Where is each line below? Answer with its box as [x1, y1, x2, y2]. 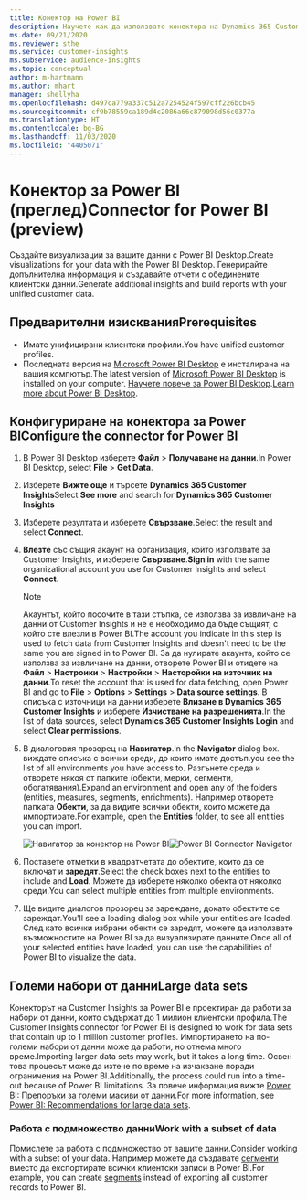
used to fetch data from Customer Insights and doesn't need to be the [22, 638, 286, 649]
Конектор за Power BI [9, 180, 181, 201]
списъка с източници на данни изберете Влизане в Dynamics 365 [22, 696, 281, 707]
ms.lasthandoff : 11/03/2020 [9, 133, 117, 142]
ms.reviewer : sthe [9, 38, 79, 48]
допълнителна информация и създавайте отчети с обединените [9, 269, 260, 280]
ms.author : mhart [9, 81, 76, 90]
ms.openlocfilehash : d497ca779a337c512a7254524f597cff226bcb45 [9, 98, 256, 108]
